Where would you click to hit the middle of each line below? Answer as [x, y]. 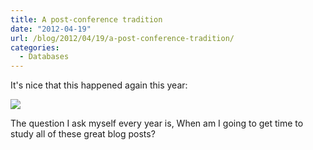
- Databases [44, 57]
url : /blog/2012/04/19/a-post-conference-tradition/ [122, 38]
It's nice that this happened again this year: [99, 85]
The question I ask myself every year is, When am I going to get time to [157, 123]
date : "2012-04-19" [51, 29]
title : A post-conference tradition [86, 19]
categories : [35, 47]
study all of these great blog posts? [83, 134]
